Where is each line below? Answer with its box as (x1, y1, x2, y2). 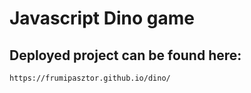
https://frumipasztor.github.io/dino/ (9, 73, 171, 83)
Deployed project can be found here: (9, 47, 242, 64)
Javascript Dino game (9, 7, 195, 30)
